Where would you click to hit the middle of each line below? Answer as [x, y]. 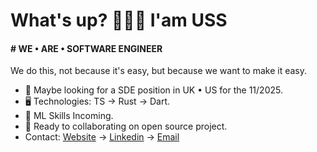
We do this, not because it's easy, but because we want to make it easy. [159, 71]
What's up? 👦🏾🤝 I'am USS [119, 20]
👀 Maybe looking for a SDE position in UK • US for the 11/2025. [153, 90]
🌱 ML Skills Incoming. [69, 116]
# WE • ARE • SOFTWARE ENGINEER [86, 48]
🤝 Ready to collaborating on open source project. [126, 126]
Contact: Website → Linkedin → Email [102, 137]
